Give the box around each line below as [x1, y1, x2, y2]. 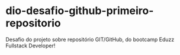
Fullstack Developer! [5, 42, 56, 49]
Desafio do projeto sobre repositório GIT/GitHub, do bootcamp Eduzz [5, 36, 175, 43]
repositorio [5, 16, 61, 30]
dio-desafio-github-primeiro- [5, 4, 154, 18]
